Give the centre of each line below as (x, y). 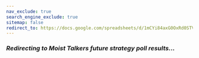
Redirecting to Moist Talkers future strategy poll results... (91, 49)
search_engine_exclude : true (42, 17)
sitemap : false (25, 22)
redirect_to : (22, 28)
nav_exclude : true (29, 11)
